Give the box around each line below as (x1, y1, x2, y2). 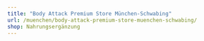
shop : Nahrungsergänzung (7, 23, 80, 30)
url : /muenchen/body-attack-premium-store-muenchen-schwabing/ (7, 17, 198, 24)
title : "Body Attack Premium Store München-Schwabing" (7, 10, 172, 17)
